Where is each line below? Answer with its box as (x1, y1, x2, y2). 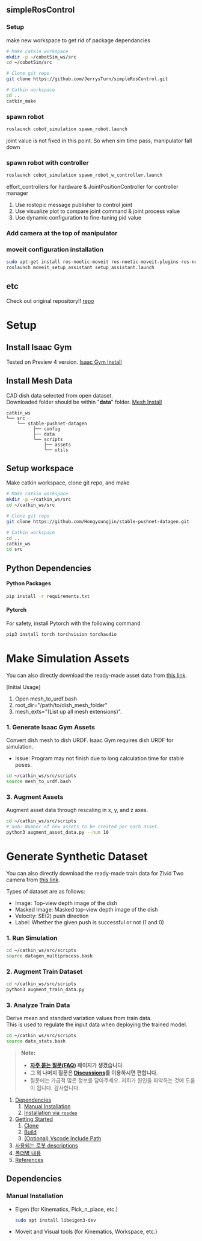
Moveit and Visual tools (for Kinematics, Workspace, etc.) (14, 1228, 158, 1236)
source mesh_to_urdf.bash (6, 778, 71, 784)
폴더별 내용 (14, 1149, 41, 1157)
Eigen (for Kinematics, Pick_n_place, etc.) (14, 1205, 118, 1213)
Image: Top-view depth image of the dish (14, 899, 117, 907)
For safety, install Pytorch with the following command (6, 620, 141, 627)
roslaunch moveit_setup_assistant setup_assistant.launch (6, 265, 155, 271)
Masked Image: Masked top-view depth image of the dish (14, 906, 158, 913)
